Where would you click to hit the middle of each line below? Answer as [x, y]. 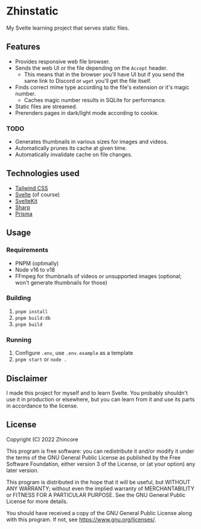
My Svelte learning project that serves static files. [68, 28]
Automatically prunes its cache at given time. [71, 148]
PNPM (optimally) [37, 263]
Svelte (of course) [37, 194]
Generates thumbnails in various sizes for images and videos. [91, 142]
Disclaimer [27, 378]
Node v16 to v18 [35, 270]
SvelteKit [26, 201]
